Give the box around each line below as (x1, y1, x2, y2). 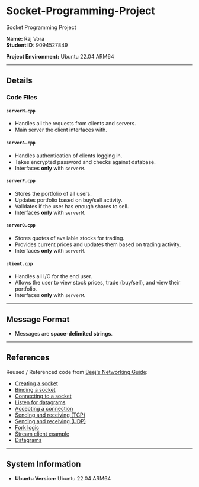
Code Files (6, 93, 37, 102)
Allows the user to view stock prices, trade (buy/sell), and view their (14, 279, 181, 286)
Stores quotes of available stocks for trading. (14, 235, 125, 242)
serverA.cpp (6, 140, 36, 146)
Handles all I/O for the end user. (14, 273, 93, 280)
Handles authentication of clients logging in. (14, 152, 123, 159)
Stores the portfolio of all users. (14, 190, 92, 197)
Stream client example (14, 430, 70, 437)
